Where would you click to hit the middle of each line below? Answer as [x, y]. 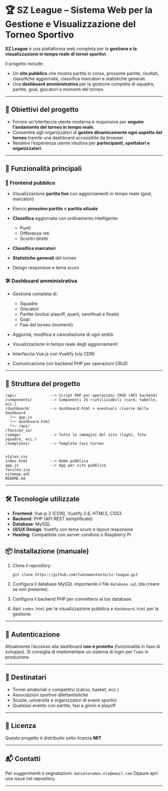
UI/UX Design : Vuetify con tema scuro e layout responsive [73, 529]
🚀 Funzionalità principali [43, 169]
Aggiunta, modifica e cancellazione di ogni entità [63, 334]
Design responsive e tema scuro [45, 268]
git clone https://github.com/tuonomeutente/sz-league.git [75, 575]
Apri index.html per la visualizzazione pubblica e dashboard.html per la [85, 609]
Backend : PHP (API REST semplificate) [52, 519]
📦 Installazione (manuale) [47, 551]
